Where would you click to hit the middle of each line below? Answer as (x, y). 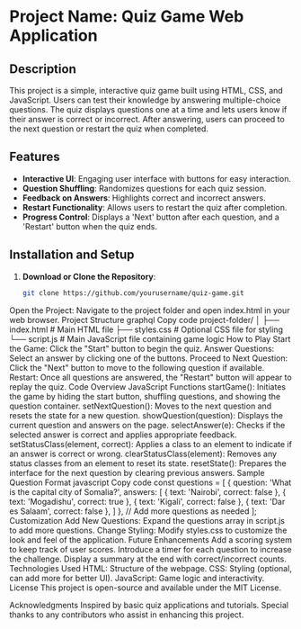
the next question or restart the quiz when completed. (109, 129)
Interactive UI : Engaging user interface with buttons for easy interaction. (157, 178)
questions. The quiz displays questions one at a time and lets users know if (148, 109)
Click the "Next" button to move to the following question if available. (137, 367)
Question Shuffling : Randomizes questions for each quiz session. (144, 188)
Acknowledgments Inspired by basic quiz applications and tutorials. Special (149, 605)
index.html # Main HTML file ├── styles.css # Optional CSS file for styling (146, 329)
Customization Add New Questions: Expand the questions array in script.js (147, 520)
